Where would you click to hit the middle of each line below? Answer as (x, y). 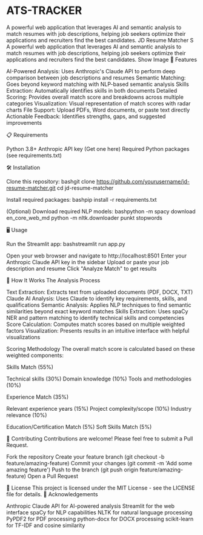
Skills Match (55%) (30, 367)
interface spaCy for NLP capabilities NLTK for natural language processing (99, 512)
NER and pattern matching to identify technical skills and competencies (95, 317)
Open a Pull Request (53, 476)
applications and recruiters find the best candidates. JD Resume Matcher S (100, 40)
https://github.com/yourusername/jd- (143, 181)
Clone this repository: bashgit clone (51, 181)
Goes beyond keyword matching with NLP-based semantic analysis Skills (98, 84)
